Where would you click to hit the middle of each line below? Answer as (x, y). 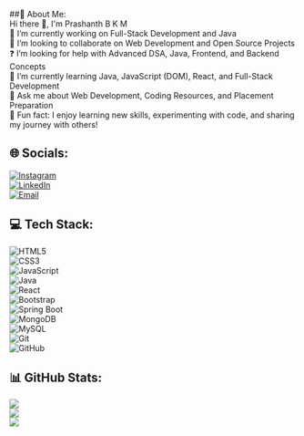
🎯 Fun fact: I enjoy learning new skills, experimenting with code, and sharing (152, 115)
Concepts (28, 67)
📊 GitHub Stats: (56, 378)
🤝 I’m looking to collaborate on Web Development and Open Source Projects (152, 43)
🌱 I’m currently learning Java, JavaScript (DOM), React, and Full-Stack (141, 76)
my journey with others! (54, 125)
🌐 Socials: (39, 154)
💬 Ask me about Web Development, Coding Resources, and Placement (142, 95)
